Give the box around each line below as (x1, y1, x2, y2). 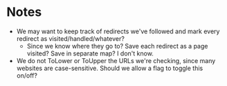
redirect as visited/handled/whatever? (16, 34, 125, 42)
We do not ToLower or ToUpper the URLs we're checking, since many (16, 56, 216, 64)
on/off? (16, 71, 37, 80)
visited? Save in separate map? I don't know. (26, 49, 154, 58)
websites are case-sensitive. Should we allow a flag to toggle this (16, 64, 203, 72)
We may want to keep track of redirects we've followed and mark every (16, 27, 220, 35)
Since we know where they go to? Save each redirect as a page (26, 42, 208, 50)
